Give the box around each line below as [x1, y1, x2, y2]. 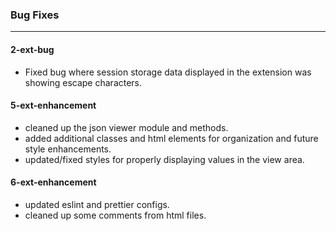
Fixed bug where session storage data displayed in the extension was [24, 66, 312, 78]
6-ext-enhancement [10, 176, 97, 188]
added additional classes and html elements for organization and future [24, 132, 319, 144]
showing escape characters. [24, 76, 143, 88]
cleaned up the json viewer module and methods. [24, 121, 229, 133]
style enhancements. [24, 143, 112, 155]
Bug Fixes [10, 8, 60, 22]
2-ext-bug [10, 43, 55, 55]
